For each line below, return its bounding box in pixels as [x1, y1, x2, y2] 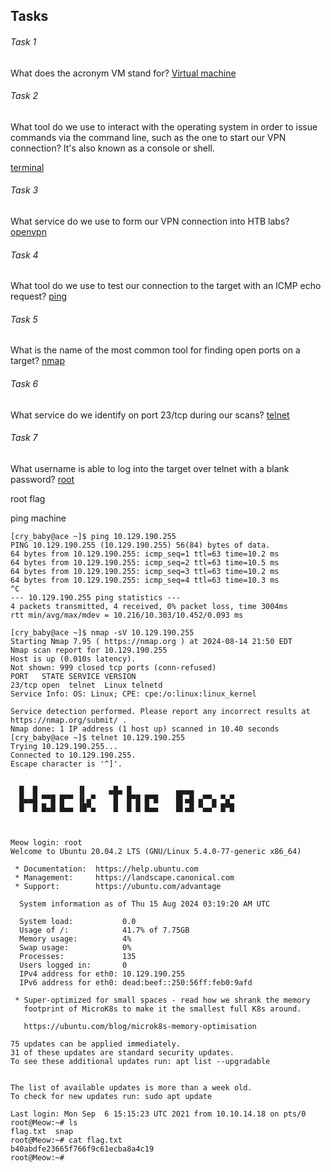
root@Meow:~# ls [10, 1117, 78, 1128]
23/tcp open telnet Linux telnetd [10, 680, 163, 690]
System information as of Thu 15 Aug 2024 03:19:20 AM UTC [19, 899, 271, 909]
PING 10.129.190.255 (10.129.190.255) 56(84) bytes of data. [10, 540, 271, 550]
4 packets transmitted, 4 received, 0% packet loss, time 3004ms [10, 601, 288, 611]
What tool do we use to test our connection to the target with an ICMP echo [10, 280, 322, 292]
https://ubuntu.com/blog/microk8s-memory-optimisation [23, 1021, 257, 1031]
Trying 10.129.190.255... [10, 741, 118, 751]
